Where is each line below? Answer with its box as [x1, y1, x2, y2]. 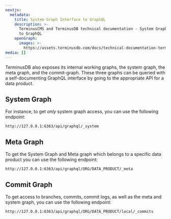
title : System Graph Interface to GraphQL [14, 17, 106, 22]
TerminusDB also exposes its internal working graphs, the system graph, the [5, 64, 165, 70]
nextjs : [5, 7, 22, 13]
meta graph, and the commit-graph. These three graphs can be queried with [5, 69, 165, 75]
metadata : [10, 12, 31, 17]
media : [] [5, 50, 26, 55]
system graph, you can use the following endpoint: [5, 199, 112, 205]
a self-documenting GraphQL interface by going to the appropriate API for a [5, 75, 164, 81]
